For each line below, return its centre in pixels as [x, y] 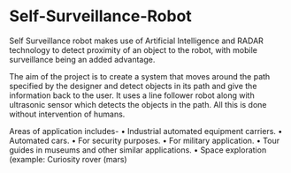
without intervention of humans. [67, 114]
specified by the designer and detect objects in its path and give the [133, 86]
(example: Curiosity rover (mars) [68, 159]
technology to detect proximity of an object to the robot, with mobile [134, 49]
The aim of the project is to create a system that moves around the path [140, 76]
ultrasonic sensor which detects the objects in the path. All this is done [138, 104]
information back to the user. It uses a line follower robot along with [132, 95]
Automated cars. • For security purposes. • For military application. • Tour [145, 140]
